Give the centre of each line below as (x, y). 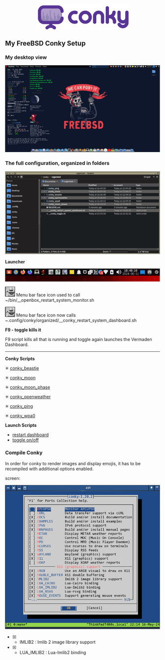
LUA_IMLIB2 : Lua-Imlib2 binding (53, 653)
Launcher (15, 262)
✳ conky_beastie (22, 368)
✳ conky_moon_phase (28, 387)
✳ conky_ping (19, 406)
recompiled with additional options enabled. (49, 469)
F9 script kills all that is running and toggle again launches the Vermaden (79, 340)
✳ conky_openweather (28, 397)
